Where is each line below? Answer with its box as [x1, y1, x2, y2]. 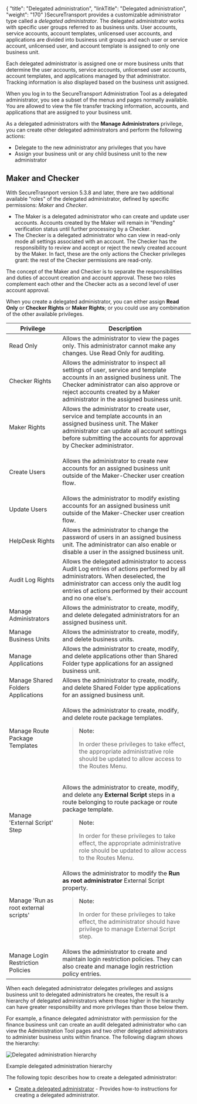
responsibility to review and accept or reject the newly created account [14, 244, 187, 251]
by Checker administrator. [62, 441, 134, 450]
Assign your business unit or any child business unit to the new [14, 150, 167, 157]
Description [108, 324, 142, 332]
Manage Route [9, 727, 49, 735]
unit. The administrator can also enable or [62, 540, 177, 548]
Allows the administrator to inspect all [62, 358, 166, 366]
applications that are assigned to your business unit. [6, 109, 133, 116]
